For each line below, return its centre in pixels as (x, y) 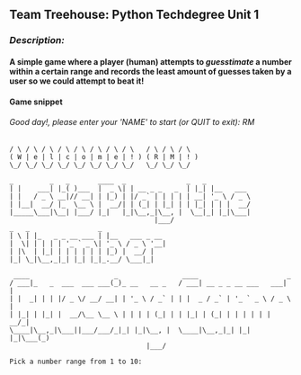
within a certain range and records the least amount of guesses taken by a (150, 71)
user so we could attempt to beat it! (77, 81)
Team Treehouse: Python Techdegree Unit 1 (134, 15)
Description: (37, 40)
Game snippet (36, 102)
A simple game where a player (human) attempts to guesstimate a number (150, 61)
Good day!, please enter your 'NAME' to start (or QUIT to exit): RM (132, 122)
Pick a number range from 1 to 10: (76, 362)
